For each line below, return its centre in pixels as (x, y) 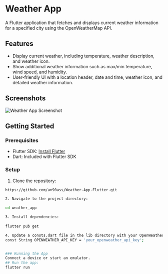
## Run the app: (22, 263)
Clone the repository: (34, 181)
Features (19, 44)
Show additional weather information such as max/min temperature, (82, 66)
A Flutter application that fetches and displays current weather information (82, 23)
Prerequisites (22, 140)
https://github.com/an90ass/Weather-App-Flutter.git (61, 190)
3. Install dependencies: (32, 217)
